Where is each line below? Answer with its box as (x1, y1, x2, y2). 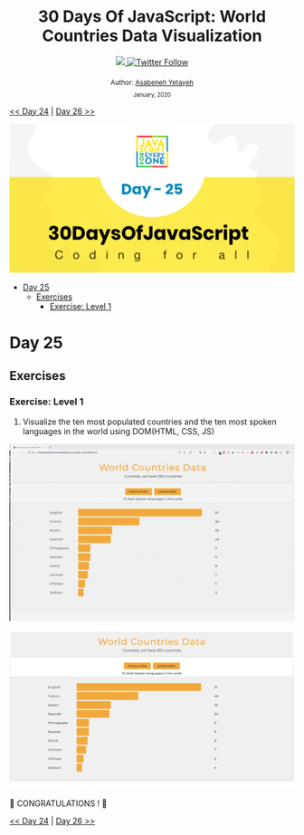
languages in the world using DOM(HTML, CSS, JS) (22, 425, 215, 436)
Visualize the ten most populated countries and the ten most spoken (22, 416, 278, 427)
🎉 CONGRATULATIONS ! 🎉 (9, 798, 108, 809)
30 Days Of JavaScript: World (37, 6, 267, 27)
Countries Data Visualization (42, 25, 262, 46)
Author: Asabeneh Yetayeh (109, 78, 195, 87)
